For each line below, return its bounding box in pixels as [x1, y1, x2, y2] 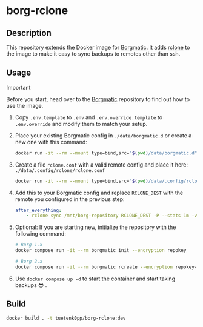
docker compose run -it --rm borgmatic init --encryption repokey [15, 248, 187, 254]
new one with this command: [15, 138, 88, 145]
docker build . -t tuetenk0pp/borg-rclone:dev [6, 315, 126, 321]
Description [6, 28, 52, 38]
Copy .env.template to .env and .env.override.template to [15, 113, 162, 121]
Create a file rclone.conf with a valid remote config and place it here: [15, 161, 188, 168]
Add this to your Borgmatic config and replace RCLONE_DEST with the [15, 189, 184, 196]
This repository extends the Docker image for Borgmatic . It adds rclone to [6, 44, 190, 51]
